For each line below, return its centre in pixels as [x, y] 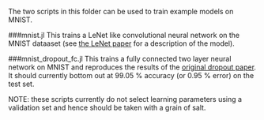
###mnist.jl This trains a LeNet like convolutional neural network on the [124, 35]
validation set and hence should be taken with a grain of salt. [107, 107]
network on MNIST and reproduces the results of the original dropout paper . [132, 67]
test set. [21, 84]
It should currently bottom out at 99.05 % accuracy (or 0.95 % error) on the [131, 75]
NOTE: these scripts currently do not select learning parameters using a [125, 99]
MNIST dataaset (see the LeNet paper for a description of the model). [121, 43]
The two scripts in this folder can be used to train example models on [121, 11]
